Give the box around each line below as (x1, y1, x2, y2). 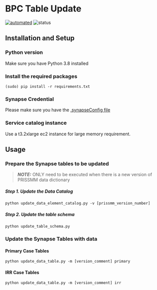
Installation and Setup (5, 34, 75, 42)
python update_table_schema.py (5, 224, 70, 229)
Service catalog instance (5, 119, 67, 126)
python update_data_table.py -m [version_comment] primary (5, 259, 131, 264)
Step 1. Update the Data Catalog (5, 188, 73, 194)
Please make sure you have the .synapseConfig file (5, 107, 111, 113)
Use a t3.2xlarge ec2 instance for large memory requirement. (5, 131, 131, 137)
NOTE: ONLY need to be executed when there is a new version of (17, 172, 153, 178)
